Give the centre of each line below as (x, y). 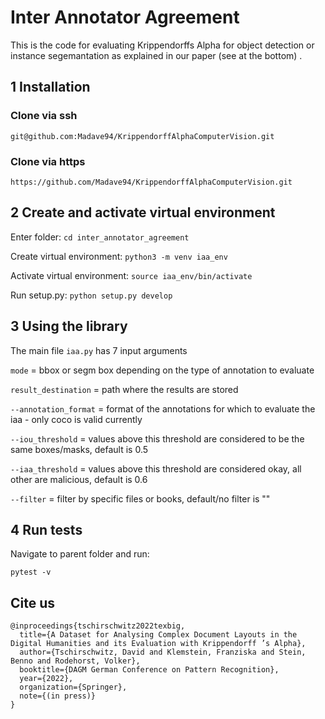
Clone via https (48, 161)
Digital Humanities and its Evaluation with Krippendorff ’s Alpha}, (158, 644)
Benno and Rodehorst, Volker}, (75, 661)
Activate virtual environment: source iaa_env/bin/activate (131, 275)
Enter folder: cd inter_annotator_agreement (100, 237)
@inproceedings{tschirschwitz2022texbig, (98, 626)
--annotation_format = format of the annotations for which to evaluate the (163, 408)
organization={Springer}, (73, 687)
